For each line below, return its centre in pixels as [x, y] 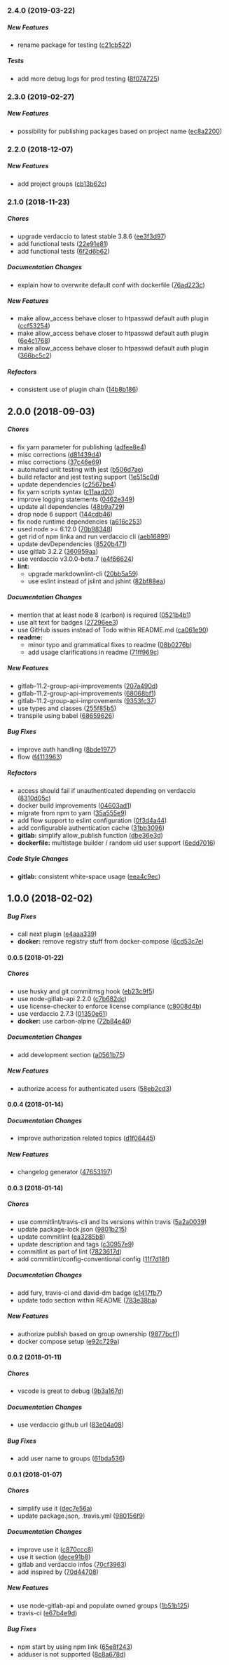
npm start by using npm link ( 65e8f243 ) [75, 1647]
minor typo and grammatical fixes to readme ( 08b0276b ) [110, 644]
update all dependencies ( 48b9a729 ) [71, 506]
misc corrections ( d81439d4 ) [59, 454]
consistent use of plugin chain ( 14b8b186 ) [78, 389]
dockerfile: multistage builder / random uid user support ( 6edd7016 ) [116, 843]
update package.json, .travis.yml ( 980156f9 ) [81, 1516]
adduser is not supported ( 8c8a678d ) [71, 1654]
